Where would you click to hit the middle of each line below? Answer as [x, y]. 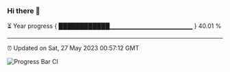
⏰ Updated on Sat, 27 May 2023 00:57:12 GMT [73, 48]
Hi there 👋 [24, 11]
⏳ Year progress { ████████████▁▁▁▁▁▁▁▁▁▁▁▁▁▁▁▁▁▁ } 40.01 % [114, 26]
